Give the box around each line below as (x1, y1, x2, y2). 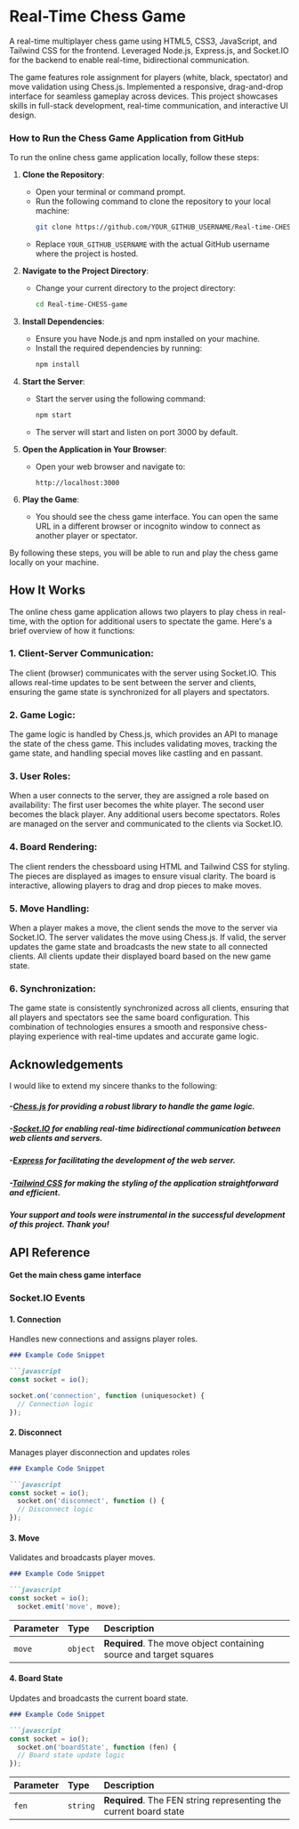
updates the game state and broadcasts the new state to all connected (9, 942, 269, 952)
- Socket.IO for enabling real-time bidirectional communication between (9, 1123, 281, 1134)
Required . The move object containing (103, 1637, 264, 1649)
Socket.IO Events (9, 1292, 86, 1305)
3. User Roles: (9, 770, 71, 782)
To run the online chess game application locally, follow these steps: (9, 152, 260, 163)
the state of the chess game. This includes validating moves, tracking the (9, 739, 278, 749)
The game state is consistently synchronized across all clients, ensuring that (9, 1003, 289, 1014)
